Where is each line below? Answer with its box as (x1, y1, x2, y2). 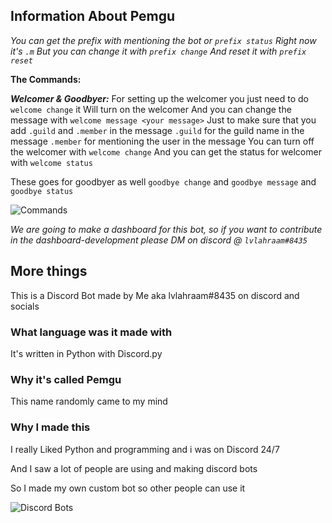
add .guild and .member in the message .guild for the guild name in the (10, 124, 305, 136)
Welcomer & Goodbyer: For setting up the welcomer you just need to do (10, 92, 309, 104)
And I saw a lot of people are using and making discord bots (10, 462, 258, 474)
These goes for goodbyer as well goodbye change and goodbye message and (10, 175, 317, 188)
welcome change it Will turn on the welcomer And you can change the (10, 103, 292, 115)
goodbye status (10, 186, 74, 196)
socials (10, 300, 40, 312)
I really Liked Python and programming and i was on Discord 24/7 (10, 443, 280, 455)
